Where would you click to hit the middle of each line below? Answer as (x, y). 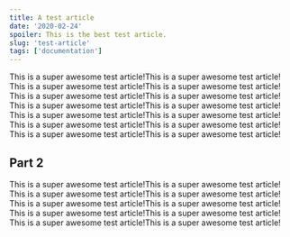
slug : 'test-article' (50, 43)
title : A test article (52, 18)
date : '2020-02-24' (46, 26)
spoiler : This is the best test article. (88, 34)
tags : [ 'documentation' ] (56, 51)
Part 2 (27, 163)
